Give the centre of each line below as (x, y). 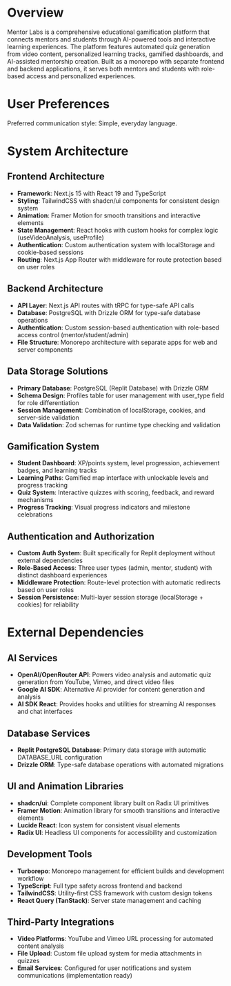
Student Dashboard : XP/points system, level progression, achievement (118, 463)
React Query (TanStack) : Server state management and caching (109, 900)
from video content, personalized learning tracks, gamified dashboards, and (115, 54)
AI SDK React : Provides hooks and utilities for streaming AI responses (116, 704)
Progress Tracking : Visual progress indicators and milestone (104, 508)
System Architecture (68, 151)
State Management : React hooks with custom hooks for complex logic (118, 230)
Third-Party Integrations (61, 922)
